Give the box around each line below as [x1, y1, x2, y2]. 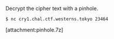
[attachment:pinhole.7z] [5, 26, 63, 33]
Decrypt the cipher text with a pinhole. [5, 5, 98, 12]
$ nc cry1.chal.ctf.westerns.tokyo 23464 [5, 16, 109, 22]
